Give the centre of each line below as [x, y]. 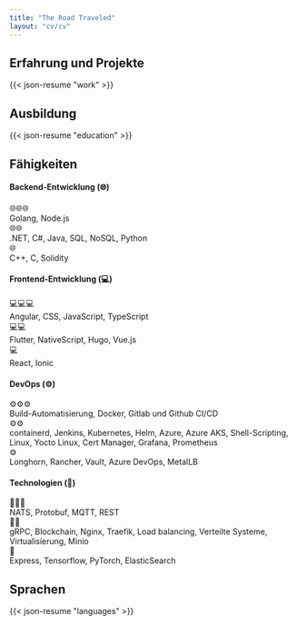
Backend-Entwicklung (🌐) [59, 187]
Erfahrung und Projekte [77, 63]
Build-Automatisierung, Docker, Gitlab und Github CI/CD [114, 413]
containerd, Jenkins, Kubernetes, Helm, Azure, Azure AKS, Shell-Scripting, [149, 433]
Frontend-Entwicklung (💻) [61, 279]
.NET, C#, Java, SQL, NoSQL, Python [79, 238]
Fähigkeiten [44, 164]
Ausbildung [43, 113]
